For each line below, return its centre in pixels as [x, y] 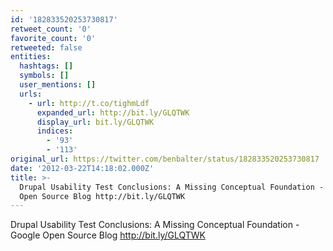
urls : [31, 94]
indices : [55, 131]
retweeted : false [46, 47]
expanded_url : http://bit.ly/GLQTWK [113, 112]
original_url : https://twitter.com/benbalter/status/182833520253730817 [165, 159]
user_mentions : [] [58, 85]
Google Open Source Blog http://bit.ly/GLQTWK [108, 235]
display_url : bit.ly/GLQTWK [95, 122]
